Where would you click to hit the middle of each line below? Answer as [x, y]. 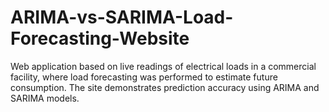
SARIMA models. [45, 98]
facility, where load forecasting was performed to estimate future [144, 77]
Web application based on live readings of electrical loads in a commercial [163, 66]
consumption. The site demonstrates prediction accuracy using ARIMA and [165, 87]
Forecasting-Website [100, 38]
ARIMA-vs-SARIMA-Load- [122, 17]
